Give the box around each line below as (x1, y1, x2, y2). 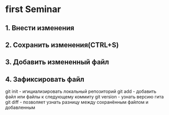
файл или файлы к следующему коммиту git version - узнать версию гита (5, 94, 164, 100)
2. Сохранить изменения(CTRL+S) (5, 40, 119, 49)
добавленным (5, 104, 35, 110)
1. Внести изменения (5, 24, 75, 32)
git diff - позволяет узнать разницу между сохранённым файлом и (5, 99, 149, 105)
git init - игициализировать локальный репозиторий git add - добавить (5, 88, 156, 94)
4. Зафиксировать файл (5, 75, 85, 84)
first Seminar (5, 4, 62, 15)
